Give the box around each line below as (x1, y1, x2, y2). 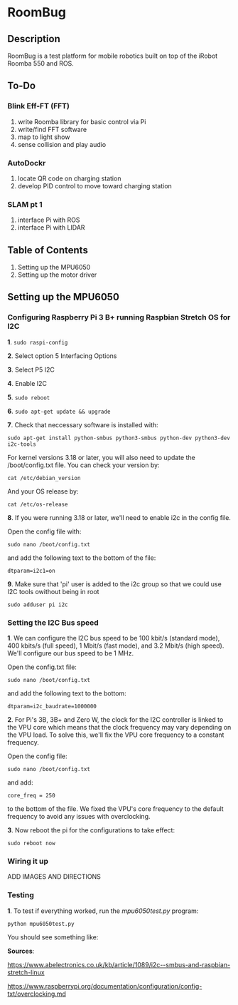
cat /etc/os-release (7, 501, 69, 508)
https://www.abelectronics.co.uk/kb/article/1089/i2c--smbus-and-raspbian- (7, 960, 231, 969)
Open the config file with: (7, 527, 82, 536)
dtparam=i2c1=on (7, 567, 55, 574)
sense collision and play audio (17, 140, 107, 148)
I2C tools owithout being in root (7, 587, 99, 596)
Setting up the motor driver (17, 270, 97, 279)
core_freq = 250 (7, 792, 55, 800)
